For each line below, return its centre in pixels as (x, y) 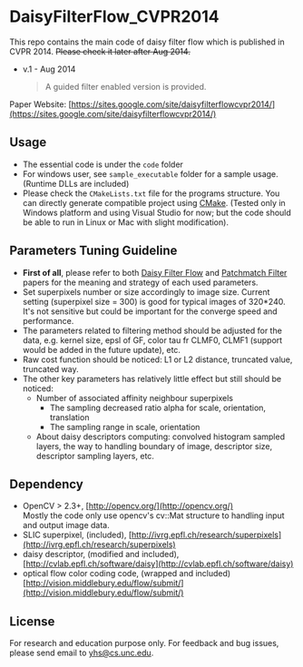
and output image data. (66, 525)
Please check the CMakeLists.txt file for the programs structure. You (151, 193)
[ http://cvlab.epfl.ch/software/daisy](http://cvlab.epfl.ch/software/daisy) (158, 564)
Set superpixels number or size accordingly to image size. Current (146, 291)
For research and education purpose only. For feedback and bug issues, (144, 643)
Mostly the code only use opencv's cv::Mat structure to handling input (153, 515)
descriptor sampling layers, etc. (95, 456)
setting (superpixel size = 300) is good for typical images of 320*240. (154, 301)
